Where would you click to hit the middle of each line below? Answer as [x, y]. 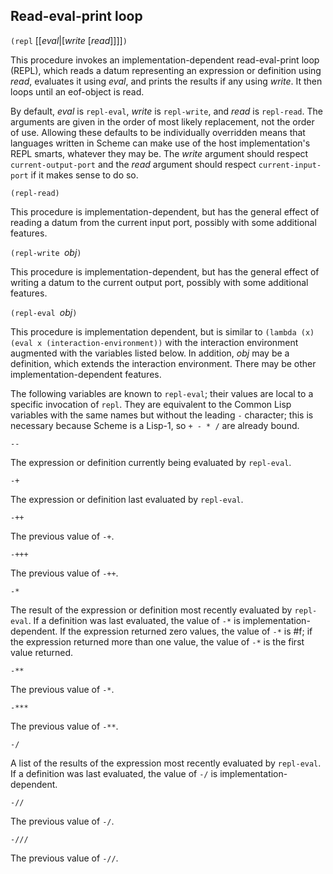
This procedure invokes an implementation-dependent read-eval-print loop [165, 60]
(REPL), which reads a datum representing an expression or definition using [166, 70]
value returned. [42, 652]
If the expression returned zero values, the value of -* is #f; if [186, 631]
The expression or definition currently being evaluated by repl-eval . [151, 462]
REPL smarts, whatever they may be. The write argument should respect [159, 153]
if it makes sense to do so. [84, 175]
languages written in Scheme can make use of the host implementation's [160, 143]
